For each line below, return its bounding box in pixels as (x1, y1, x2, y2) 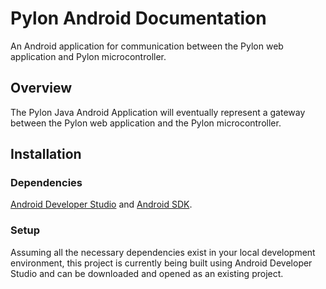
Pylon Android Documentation (10, 7, 267, 30)
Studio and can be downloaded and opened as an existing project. (10, 267, 284, 279)
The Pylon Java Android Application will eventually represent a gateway (10, 106, 306, 118)
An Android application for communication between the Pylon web (10, 40, 284, 52)
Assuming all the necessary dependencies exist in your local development (10, 246, 316, 258)
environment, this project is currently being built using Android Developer (10, 257, 313, 269)
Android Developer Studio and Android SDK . (10, 198, 193, 211)
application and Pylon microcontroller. (10, 50, 167, 62)
